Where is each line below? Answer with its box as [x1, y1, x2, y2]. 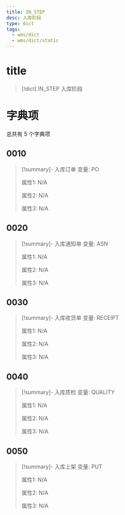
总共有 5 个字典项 [6, 130, 51, 137]
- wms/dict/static [12, 37, 59, 44]
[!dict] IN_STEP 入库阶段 [21, 85, 83, 92]
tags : [6, 26, 20, 33]
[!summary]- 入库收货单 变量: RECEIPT [21, 314, 119, 322]
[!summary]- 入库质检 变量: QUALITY [21, 389, 115, 396]
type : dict [6, 20, 34, 26]
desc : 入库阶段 [6, 15, 42, 21]
